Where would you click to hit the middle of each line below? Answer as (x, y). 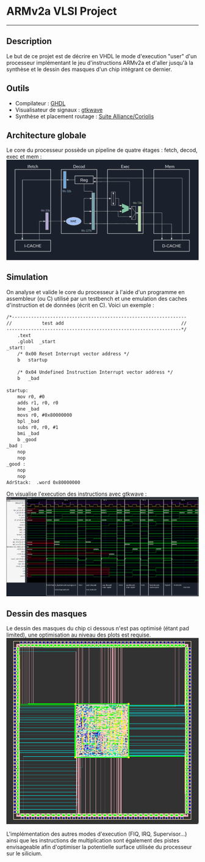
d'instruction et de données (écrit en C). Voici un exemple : (80, 305)
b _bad (28, 378)
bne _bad (28, 409)
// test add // (97, 323)
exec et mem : (24, 157)
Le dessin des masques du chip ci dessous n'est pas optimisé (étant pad (98, 628)
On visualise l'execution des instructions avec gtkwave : (77, 494)
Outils (18, 89)
